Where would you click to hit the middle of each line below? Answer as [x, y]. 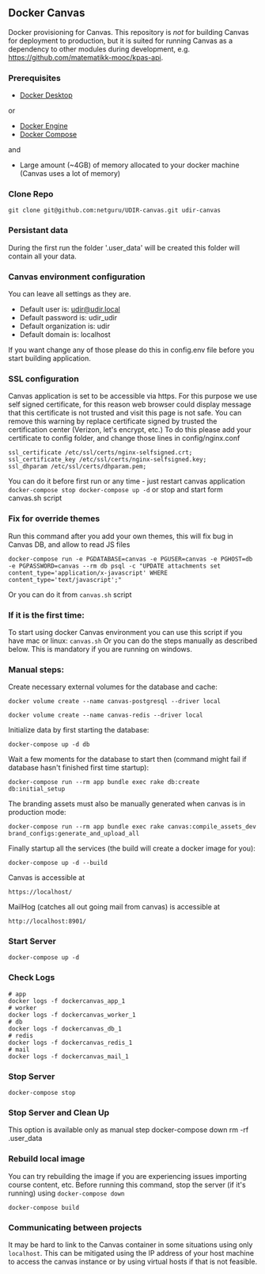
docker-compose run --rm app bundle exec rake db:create [104, 782]
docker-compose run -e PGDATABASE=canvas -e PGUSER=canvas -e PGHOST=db [131, 559]
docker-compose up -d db [49, 744]
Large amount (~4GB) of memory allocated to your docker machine [129, 165]
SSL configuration [44, 378]
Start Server [32, 941]
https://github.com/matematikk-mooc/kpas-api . [86, 57]
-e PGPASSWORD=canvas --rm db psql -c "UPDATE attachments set [115, 566]
